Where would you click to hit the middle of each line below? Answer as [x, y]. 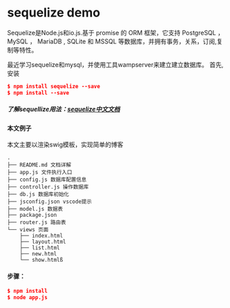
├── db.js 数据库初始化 [38, 195]
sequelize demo [54, 13]
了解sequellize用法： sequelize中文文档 [64, 109]
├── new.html [38, 254]
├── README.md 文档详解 [39, 165]
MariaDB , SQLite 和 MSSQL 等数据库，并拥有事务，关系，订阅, [127, 41]
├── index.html [41, 236]
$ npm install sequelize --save [54, 86]
